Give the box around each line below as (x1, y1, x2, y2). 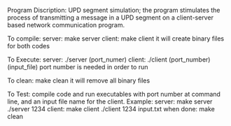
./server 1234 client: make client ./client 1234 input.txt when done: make (7, 105, 215, 113)
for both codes (7, 42, 50, 50)
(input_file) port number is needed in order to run (7, 63, 148, 71)
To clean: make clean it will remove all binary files (7, 76, 150, 85)
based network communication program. (7, 21, 125, 29)
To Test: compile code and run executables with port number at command (7, 90, 220, 98)
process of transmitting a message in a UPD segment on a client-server (7, 13, 213, 22)
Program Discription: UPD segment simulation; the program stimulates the (7, 6, 220, 14)
